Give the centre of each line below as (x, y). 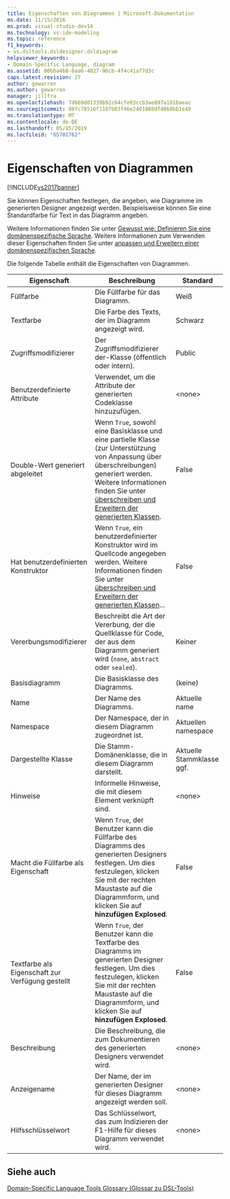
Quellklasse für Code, (129, 633)
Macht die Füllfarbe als (47, 863)
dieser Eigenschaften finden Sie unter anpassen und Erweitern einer (103, 243)
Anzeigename (33, 1089)
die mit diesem (118, 792)
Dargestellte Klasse (42, 760)
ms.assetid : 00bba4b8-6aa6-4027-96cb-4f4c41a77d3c (81, 71)
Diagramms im (118, 952)
